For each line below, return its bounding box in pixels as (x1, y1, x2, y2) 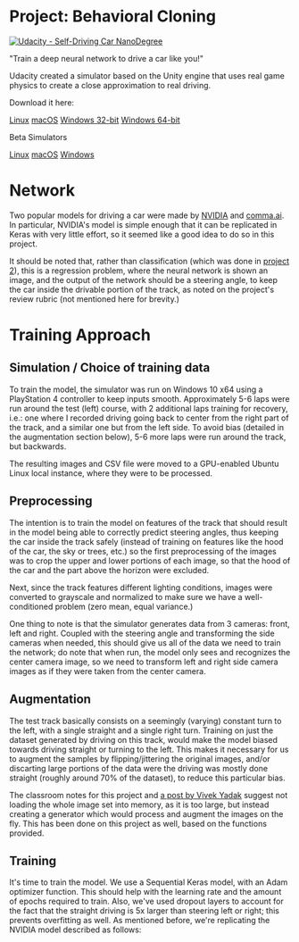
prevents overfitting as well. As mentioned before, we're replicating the (9, 915, 270, 926)
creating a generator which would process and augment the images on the (9, 808, 284, 819)
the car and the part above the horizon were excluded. (9, 564, 210, 575)
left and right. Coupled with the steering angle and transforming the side (9, 628, 275, 638)
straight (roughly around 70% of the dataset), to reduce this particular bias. (9, 772, 286, 783)
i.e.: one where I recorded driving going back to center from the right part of (9, 413, 289, 423)
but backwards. (9, 440, 67, 452)
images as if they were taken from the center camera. (9, 665, 207, 676)
